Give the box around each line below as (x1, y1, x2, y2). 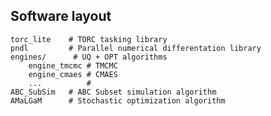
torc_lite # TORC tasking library (10, 34, 168, 44)
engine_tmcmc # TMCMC (28, 60, 118, 71)
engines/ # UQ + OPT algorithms (10, 52, 168, 62)
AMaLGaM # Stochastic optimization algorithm (10, 95, 226, 106)
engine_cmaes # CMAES (28, 69, 118, 79)
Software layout (10, 8, 112, 25)
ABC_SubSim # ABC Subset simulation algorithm (10, 87, 217, 97)
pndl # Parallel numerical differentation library (10, 43, 262, 53)
